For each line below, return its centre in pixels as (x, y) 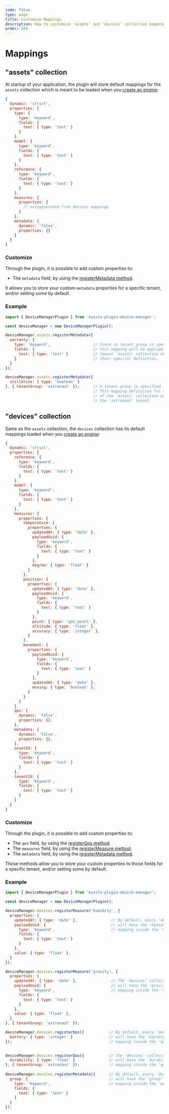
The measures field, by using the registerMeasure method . (72, 848)
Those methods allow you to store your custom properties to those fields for (84, 864)
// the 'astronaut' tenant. (122, 400)
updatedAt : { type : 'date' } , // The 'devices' (81, 981)
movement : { (36, 645)
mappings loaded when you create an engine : (53, 434)
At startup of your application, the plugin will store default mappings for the (83, 84)
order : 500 (17, 29)
